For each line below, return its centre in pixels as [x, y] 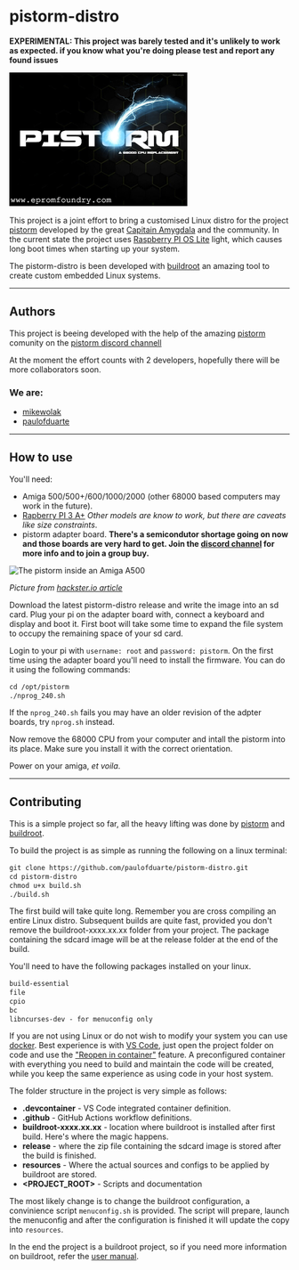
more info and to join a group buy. [85, 553]
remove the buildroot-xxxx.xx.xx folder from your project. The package [139, 930]
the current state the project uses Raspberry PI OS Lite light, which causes [146, 239]
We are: [26, 392]
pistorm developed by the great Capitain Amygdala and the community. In [144, 230]
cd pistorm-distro [43, 876]
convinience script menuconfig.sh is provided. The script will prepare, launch [149, 1210]
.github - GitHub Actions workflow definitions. [107, 1117]
